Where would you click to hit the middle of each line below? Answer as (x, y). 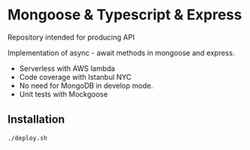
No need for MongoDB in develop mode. (86, 85)
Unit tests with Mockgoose (64, 94)
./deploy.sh (27, 138)
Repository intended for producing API (71, 37)
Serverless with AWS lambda (67, 68)
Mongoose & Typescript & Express (125, 15)
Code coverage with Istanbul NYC (75, 77)
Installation (36, 120)
